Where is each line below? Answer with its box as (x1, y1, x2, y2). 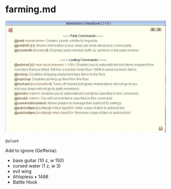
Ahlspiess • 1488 (12, 174, 49, 180)
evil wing (12, 168, 32, 174)
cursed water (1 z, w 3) (12, 163, 61, 169)
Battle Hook (12, 179, 38, 185)
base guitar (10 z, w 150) (12, 157, 65, 164)
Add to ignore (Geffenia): (5, 148, 58, 154)
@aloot (5, 139, 19, 144)
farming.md (5, 4, 56, 15)
